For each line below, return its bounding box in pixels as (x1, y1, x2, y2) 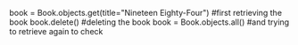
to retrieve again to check (9, 26, 103, 36)
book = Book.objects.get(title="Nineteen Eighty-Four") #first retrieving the (9, 8, 283, 18)
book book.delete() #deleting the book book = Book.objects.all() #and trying (9, 17, 290, 27)
